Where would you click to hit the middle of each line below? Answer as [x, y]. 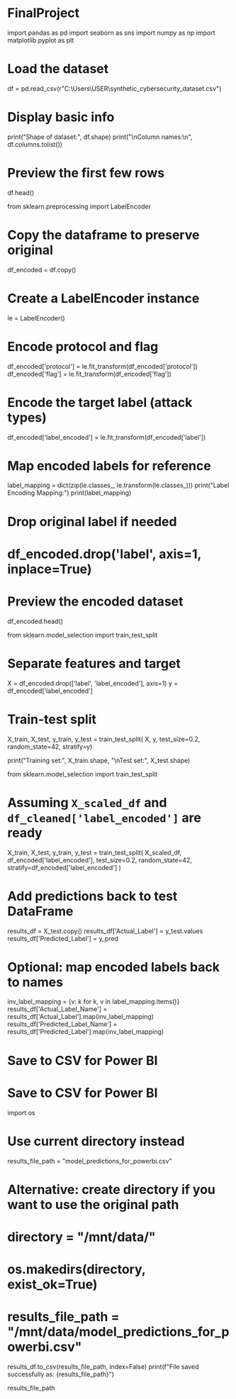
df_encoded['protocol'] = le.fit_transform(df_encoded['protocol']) [103, 366]
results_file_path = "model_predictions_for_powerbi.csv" [90, 1161]
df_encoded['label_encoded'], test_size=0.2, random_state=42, [100, 860]
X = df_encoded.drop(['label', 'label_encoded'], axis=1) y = [93, 683]
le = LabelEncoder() [36, 318]
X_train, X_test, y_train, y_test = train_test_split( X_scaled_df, [95, 852]
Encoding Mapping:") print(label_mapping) [69, 493]
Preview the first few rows [86, 173]
